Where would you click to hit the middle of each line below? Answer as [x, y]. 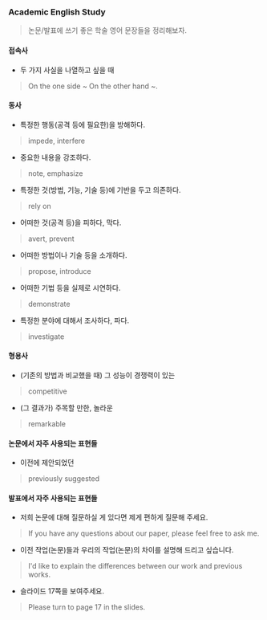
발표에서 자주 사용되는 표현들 [53, 498]
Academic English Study [57, 12]
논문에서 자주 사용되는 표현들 [53, 443]
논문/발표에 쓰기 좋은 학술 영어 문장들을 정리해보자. [107, 31]
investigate [46, 337]
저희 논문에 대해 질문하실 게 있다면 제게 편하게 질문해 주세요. [114, 517]
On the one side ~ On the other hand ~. [93, 86]
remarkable [47, 423]
